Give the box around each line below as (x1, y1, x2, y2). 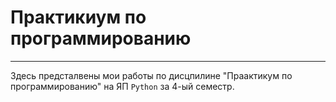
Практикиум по (10, 6, 147, 29)
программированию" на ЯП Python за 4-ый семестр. (10, 80, 235, 92)
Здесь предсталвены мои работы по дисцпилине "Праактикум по (10, 69, 293, 81)
